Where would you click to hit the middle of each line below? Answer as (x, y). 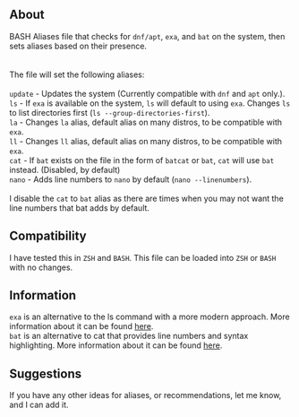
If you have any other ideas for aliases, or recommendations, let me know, (145, 395)
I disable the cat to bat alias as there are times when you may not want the (146, 198)
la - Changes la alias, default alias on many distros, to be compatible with (146, 122)
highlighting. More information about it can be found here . (116, 345)
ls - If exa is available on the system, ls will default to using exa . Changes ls (150, 103)
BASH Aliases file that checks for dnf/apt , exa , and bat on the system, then (147, 36)
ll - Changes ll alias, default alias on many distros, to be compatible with (146, 141)
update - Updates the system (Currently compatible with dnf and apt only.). (147, 93)
